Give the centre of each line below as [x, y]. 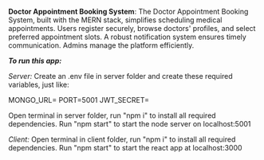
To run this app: [35, 60]
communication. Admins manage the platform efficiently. [101, 45]
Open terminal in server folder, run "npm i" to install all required [112, 115]
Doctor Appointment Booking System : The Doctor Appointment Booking [128, 12]
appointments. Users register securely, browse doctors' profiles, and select [132, 28]
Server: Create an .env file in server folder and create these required [120, 76]
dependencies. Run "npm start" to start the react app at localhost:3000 [125, 148]
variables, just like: [39, 84]
